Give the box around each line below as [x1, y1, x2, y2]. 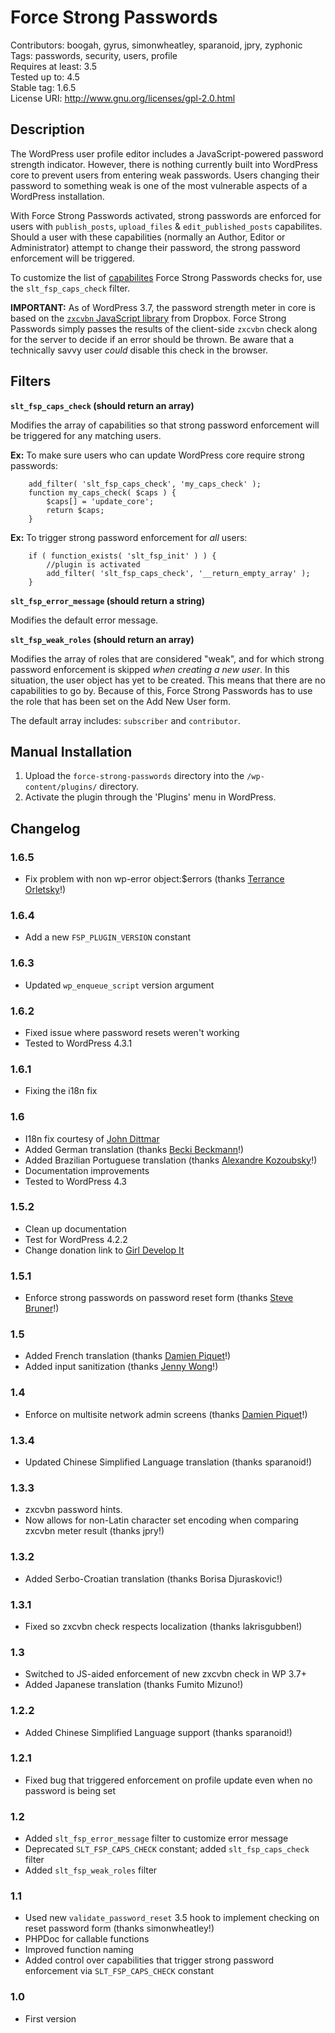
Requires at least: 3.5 [10, 60, 98, 72]
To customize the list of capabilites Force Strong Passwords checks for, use [10, 271, 323, 283]
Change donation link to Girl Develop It [24, 1244, 185, 1256]
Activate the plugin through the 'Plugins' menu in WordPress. [24, 791, 277, 803]
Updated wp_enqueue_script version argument [24, 979, 215, 991]
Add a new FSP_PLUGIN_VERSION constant [24, 931, 192, 943]
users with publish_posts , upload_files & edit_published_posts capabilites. [10, 220, 323, 232]
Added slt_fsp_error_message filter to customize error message [24, 1832, 289, 1845]
